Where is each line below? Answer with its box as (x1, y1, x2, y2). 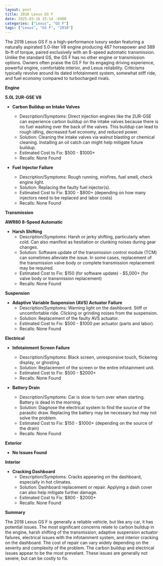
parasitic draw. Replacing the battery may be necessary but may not (19, 410, 157, 416)
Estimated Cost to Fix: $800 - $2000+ (19, 495, 97, 501)
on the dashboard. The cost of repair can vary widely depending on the (5, 540, 149, 546)
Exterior (5, 440, 22, 446)
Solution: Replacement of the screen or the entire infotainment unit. (19, 365, 155, 371)
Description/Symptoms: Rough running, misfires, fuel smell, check (19, 174, 153, 180)
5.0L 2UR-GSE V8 (5, 94, 42, 101)
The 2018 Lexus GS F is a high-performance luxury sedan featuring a (5, 39, 144, 45)
